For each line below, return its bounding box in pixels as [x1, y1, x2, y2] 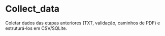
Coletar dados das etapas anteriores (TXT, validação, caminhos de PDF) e [5, 20, 160, 26]
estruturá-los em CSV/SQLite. [5, 25, 68, 31]
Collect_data [5, 3, 60, 15]
